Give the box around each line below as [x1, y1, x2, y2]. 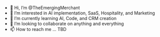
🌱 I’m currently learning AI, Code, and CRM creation [9, 15, 116, 21]
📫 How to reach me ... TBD [9, 26, 66, 32]
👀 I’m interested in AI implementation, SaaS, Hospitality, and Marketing [9, 10, 155, 16]
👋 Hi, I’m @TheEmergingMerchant [9, 5, 80, 10]
